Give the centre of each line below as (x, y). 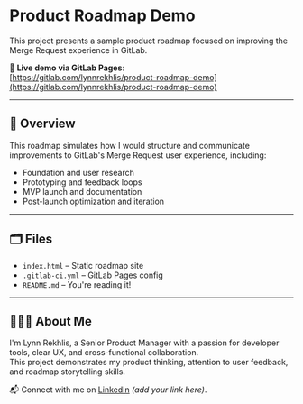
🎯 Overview (42, 124)
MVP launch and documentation (82, 191)
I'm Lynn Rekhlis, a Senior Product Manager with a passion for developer (144, 343)
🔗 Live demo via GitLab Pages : (67, 68)
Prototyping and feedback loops (82, 182)
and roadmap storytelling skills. (68, 372)
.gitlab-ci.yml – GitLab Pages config (93, 275)
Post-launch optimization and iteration (93, 201)
